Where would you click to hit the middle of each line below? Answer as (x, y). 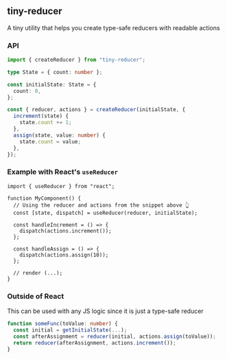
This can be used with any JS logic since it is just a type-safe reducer (105, 311)
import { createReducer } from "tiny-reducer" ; (76, 60)
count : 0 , (27, 91)
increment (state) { (41, 116)
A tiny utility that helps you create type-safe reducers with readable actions (114, 27)
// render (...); (38, 273)
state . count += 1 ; (46, 123)
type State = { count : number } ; (55, 72)
